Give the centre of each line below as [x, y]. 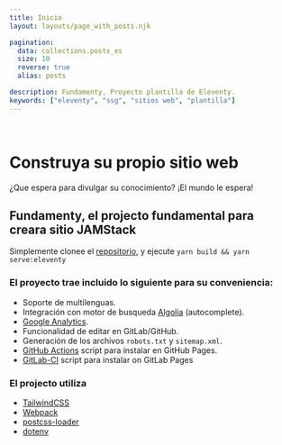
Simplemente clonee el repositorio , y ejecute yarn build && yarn [129, 251]
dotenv [36, 431]
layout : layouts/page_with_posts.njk [80, 26]
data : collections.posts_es [70, 50]
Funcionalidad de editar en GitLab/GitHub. [100, 331]
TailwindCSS [46, 403]
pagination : [32, 42]
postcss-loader [50, 422]
